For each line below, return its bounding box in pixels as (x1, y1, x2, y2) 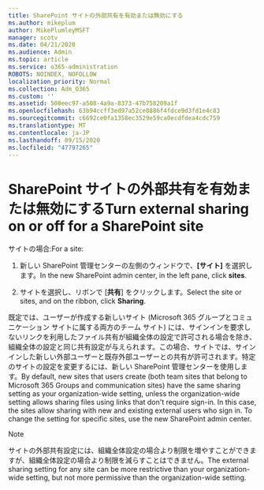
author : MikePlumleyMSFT (8, 26, 90, 34)
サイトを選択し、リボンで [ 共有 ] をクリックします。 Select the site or (19, 287, 242, 297)
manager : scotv (8, 33, 58, 42)
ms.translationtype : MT (8, 122, 87, 129)
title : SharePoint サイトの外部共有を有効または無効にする (8, 11, 184, 20)
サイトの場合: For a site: (8, 244, 84, 253)
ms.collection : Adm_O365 (8, 84, 90, 93)
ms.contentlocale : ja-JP (8, 129, 90, 137)
